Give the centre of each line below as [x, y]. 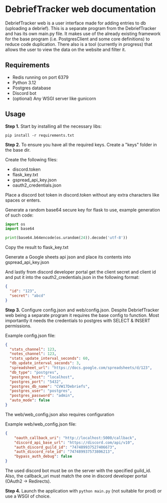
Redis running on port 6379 [40, 77]
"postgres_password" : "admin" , [42, 396]
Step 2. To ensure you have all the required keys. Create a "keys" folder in [81, 144]
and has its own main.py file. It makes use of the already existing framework [83, 33]
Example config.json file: [30, 335]
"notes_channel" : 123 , [33, 354]
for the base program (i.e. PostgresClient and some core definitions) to [78, 39]
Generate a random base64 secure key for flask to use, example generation [83, 210]
